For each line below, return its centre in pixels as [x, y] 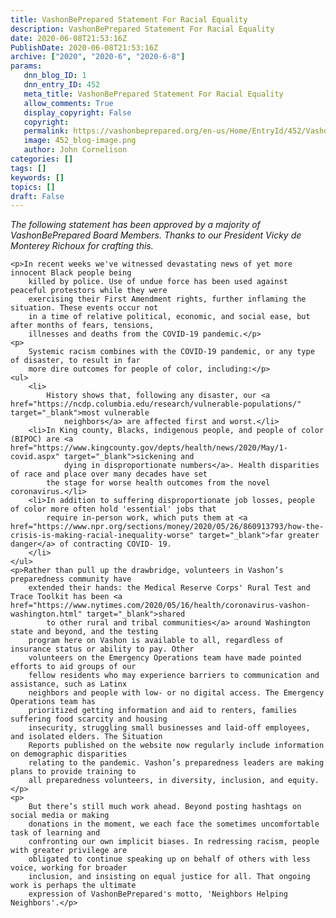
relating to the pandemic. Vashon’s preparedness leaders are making [176, 763]
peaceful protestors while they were [89, 291]
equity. [303, 781]
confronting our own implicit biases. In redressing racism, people [174, 842]
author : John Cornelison [75, 150]
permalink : [46, 131]
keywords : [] [37, 177]
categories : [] [42, 159]
